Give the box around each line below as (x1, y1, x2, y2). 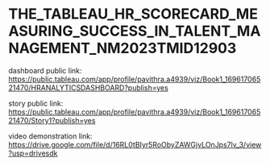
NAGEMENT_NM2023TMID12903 (8, 39, 237, 57)
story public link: (8, 98, 64, 108)
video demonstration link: (8, 131, 93, 141)
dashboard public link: (8, 65, 82, 75)
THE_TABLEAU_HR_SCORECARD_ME (8, 5, 258, 23)
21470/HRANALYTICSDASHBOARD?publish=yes (8, 82, 169, 93)
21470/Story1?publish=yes (8, 115, 96, 125)
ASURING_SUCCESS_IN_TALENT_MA (8, 22, 261, 40)
